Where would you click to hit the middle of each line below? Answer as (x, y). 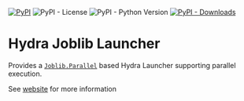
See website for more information (62, 88)
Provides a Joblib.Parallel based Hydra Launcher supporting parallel (122, 65)
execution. (25, 74)
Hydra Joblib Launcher (84, 44)
